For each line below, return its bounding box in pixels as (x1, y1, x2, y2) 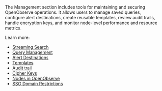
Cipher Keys (12, 70, 37, 76)
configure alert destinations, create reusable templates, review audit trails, (5, 15, 156, 20)
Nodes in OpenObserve (12, 76, 60, 81)
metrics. (5, 25, 22, 31)
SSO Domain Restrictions (12, 81, 63, 87)
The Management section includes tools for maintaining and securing (5, 4, 146, 10)
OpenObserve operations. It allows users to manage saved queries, (5, 9, 141, 15)
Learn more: (5, 34, 30, 40)
